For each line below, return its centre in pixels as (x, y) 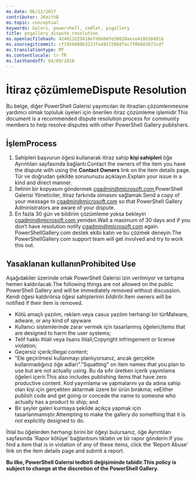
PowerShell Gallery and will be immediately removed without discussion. (94, 291)
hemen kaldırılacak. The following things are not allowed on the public (90, 284)
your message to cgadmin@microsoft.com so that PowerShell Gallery (99, 201)
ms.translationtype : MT (35, 50)
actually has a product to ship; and (56, 402)
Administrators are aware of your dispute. (65, 208)
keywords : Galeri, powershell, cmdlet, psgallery (68, 28)
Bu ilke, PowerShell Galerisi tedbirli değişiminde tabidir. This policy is (91, 462)
